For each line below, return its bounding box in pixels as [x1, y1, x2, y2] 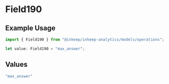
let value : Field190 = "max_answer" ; [5, 46, 85, 51]
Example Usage [5, 24, 56, 32]
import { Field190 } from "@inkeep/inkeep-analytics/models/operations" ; [5, 37, 165, 42]
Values [5, 60, 28, 69]
